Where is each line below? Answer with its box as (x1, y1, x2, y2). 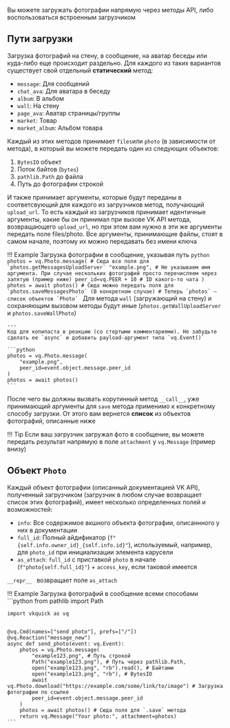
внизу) (7, 445, 27, 453)
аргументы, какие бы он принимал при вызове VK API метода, (7, 215, 191, 223)
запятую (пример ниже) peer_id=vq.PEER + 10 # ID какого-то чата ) (7, 276, 205, 282)
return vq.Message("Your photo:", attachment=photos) (19, 713, 177, 720)
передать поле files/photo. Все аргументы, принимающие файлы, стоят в (7, 229, 223, 238)
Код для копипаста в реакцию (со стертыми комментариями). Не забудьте (7, 328, 217, 335)
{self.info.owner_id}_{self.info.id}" (17, 542, 129, 548)
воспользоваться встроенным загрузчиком (7, 13, 136, 21)
